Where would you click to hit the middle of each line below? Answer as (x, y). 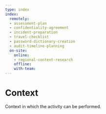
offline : (23, 64)
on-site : (18, 50)
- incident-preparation (33, 32)
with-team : (25, 69)
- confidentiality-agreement (39, 28)
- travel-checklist (29, 37)
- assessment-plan (28, 23)
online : (21, 55)
